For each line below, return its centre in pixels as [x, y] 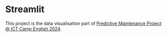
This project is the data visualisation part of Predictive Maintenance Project [83, 23]
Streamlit [25, 9]
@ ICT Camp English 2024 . [33, 28]
